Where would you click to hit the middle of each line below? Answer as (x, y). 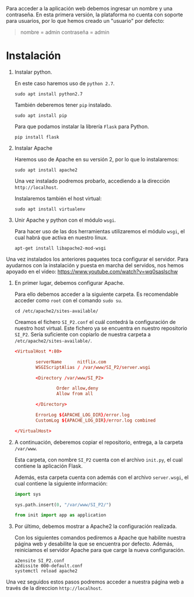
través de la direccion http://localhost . (54, 588)
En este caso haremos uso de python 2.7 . (64, 83)
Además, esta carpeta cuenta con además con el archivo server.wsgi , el (102, 477)
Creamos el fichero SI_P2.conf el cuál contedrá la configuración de (95, 322)
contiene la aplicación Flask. (48, 466)
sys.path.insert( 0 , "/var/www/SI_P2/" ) (63, 505)
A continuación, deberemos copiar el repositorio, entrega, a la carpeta (99, 442)
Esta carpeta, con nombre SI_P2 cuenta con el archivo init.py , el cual (98, 460)
